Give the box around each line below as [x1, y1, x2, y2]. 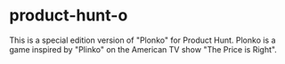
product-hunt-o [9, 5, 128, 26]
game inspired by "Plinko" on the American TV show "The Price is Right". [9, 44, 278, 54]
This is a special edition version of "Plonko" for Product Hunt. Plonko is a [9, 35, 276, 45]
